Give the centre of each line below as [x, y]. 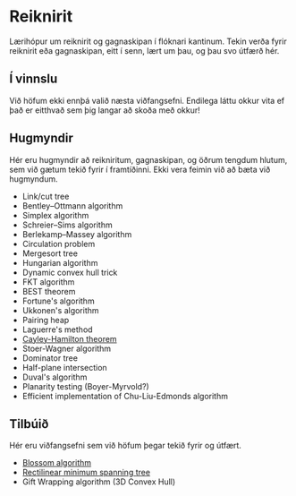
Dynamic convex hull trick [70, 272]
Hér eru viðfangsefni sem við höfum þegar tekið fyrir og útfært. [125, 446]
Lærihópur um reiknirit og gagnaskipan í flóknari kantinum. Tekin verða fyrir [148, 41]
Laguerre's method [57, 329]
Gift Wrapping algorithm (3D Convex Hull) [99, 482]
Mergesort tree [50, 253]
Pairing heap [46, 320]
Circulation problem [59, 244]
